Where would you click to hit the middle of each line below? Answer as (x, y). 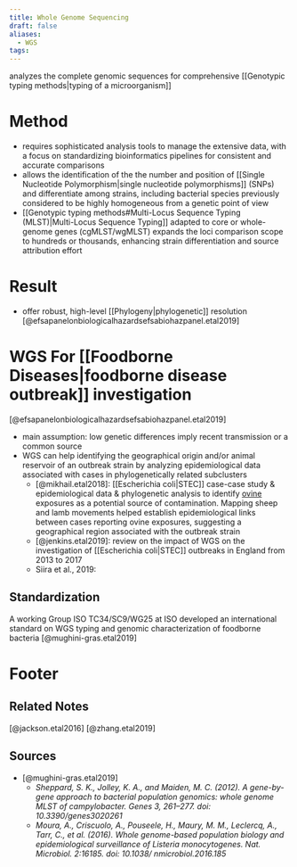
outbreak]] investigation (100, 395)
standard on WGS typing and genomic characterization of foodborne (135, 628)
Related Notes (49, 707)
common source (52, 446)
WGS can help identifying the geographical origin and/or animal (139, 455)
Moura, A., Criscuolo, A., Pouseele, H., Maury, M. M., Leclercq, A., (156, 825)
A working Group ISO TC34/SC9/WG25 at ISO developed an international (143, 619)
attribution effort (52, 251)
